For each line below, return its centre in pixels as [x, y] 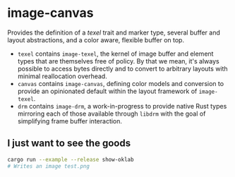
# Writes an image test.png [49, 166]
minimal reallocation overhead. [62, 76]
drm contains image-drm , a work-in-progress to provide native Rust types [122, 106]
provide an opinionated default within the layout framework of [107, 91]
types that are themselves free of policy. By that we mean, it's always [119, 61]
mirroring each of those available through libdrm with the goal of [112, 114]
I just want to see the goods [69, 144]
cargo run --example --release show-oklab [71, 159]
